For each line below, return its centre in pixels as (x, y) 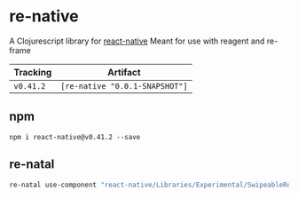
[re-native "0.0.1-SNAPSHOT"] (124, 86)
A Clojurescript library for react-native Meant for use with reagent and (137, 41)
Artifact (124, 72)
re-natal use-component (53, 185)
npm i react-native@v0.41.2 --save (75, 137)
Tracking (33, 72)
